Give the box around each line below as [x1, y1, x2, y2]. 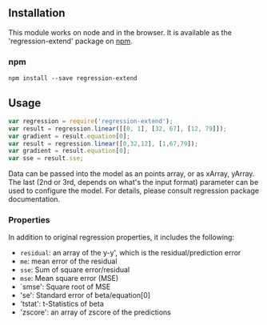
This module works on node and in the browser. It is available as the [8, 27, 232, 37]
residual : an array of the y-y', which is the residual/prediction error [19, 248, 241, 258]
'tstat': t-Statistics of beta [19, 299, 104, 309]
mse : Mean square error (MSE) [19, 274, 119, 283]
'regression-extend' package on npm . [8, 36, 133, 46]
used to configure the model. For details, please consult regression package [8, 186, 260, 195]
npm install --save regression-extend [8, 74, 137, 82]
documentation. [8, 195, 61, 204]
